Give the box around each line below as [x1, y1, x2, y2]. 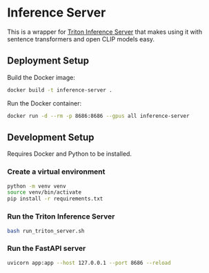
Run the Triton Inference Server [7, 212, 115, 221]
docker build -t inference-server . [7, 86, 112, 94]
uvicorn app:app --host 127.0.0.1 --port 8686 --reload [7, 259, 171, 266]
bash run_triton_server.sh [7, 228, 85, 234]
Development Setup [7, 131, 94, 143]
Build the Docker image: [7, 73, 76, 81]
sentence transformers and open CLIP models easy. [7, 34, 155, 43]
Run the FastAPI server [7, 243, 86, 253]
